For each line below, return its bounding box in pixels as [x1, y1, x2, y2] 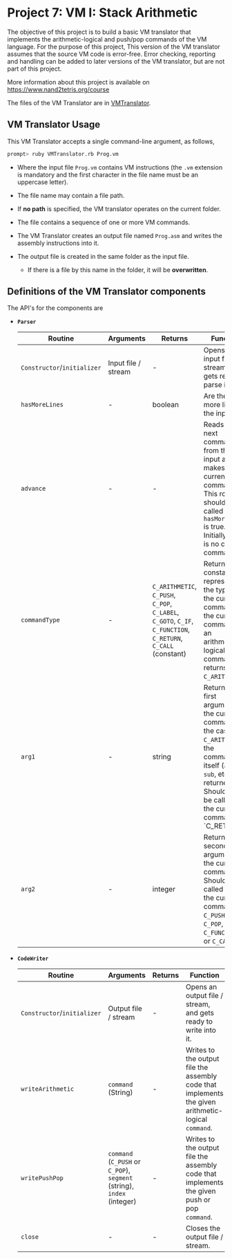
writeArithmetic [20, 1085, 75, 1093]
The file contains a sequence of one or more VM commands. [17, 218, 191, 226]
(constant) [152, 649, 186, 659]
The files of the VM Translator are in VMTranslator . [7, 98, 151, 107]
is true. [203, 522, 226, 532]
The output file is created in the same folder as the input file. [17, 252, 189, 260]
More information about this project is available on [7, 78, 150, 86]
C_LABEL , [152, 608, 180, 617]
